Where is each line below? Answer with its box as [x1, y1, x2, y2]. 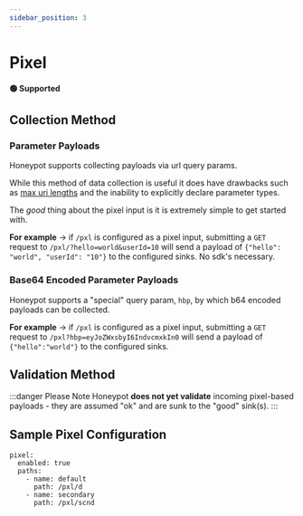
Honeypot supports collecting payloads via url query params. [9, 160, 238, 171]
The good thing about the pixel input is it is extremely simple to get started [9, 205, 287, 215]
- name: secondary [25, 491, 95, 500]
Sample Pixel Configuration [9, 426, 167, 442]
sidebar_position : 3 [9, 13, 88, 23]
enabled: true [17, 459, 71, 468]
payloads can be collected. [9, 304, 110, 315]
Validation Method [9, 367, 116, 382]
